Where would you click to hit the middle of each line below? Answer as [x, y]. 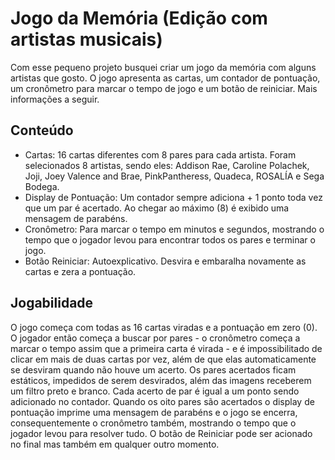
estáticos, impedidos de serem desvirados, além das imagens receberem [161, 380]
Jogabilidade [52, 303]
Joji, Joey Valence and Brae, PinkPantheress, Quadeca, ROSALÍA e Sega [174, 176]
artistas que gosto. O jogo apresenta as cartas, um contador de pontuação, [165, 78]
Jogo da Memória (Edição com [139, 18]
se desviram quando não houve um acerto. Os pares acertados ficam [153, 369]
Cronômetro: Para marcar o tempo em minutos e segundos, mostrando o [174, 229]
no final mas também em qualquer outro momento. [115, 444]
